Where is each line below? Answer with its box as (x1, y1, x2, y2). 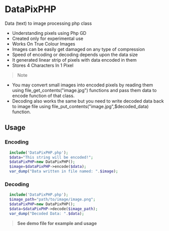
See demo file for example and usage (17, 220, 97, 226)
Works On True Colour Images (12, 40, 75, 47)
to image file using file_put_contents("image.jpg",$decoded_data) (12, 103, 149, 109)
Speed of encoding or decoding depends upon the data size (12, 52, 138, 58)
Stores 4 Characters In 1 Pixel (12, 62, 74, 68)
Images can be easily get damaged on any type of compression (12, 46, 145, 52)
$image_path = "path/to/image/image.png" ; (9, 197, 96, 202)
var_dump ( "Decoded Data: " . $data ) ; (9, 211, 85, 216)
